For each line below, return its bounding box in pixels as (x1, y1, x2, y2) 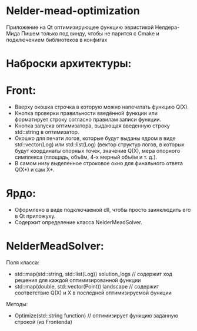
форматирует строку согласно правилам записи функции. (14, 116, 162, 123)
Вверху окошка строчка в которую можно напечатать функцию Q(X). (14, 103, 189, 110)
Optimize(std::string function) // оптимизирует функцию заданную (14, 312, 178, 319)
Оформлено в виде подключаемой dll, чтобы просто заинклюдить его (14, 207, 191, 213)
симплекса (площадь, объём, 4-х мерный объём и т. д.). (14, 153, 158, 160)
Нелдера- (155, 24, 180, 31)
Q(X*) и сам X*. (14, 166, 55, 173)
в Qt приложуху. (14, 212, 56, 219)
